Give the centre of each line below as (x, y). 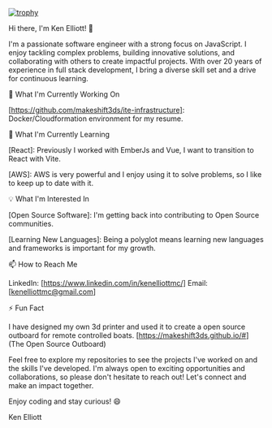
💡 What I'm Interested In (49, 199)
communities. (31, 224)
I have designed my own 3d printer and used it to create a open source (127, 326)
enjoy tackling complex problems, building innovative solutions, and (122, 52)
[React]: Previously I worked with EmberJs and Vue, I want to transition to (131, 150)
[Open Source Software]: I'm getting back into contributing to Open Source (134, 215)
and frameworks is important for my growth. (82, 248)
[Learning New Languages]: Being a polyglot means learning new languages (136, 239)
